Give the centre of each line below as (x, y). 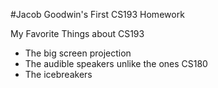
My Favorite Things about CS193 (77, 33)
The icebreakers (58, 74)
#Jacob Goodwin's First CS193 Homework (97, 14)
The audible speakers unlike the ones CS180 (116, 63)
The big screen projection (78, 53)
